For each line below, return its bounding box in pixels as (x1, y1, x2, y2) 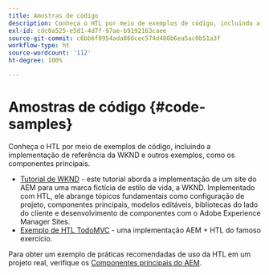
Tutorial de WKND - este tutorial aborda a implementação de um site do (19, 174, 257, 184)
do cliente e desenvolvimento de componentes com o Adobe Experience (19, 208, 261, 217)
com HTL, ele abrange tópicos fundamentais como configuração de (19, 191, 245, 200)
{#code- (149, 98, 206, 116)
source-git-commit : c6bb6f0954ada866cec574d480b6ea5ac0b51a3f (8, 34, 221, 42)
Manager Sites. (19, 216, 71, 226)
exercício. (19, 233, 53, 243)
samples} (8, 115, 74, 133)
